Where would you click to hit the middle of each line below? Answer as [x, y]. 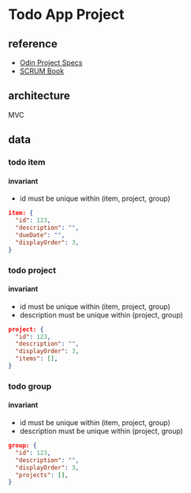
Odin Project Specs [51, 62]
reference [33, 44]
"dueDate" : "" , [40, 235]
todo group [30, 386]
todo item [27, 162]
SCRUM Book [42, 71]
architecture [39, 96]
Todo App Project [66, 15]
